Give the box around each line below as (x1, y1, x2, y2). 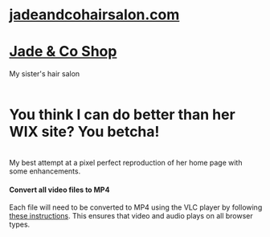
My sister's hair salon (9, 69, 80, 79)
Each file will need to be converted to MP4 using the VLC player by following (9, 202, 263, 212)
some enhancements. (9, 166, 81, 176)
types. (9, 219, 31, 230)
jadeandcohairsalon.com (9, 6, 180, 24)
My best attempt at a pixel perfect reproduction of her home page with (9, 158, 243, 168)
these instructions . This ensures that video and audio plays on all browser (9, 211, 254, 221)
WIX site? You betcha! (9, 123, 160, 141)
